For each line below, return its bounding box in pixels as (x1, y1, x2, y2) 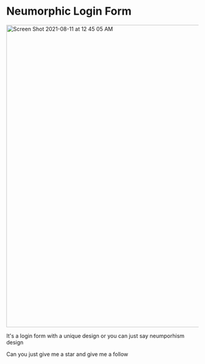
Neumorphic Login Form (6, 4, 132, 18)
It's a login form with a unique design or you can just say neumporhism (6, 332, 185, 340)
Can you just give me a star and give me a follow (6, 350, 129, 358)
